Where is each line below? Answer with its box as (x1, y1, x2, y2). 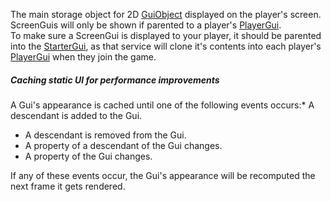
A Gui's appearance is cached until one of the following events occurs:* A (10, 99, 315, 111)
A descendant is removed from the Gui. (24, 129, 187, 141)
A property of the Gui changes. (24, 150, 153, 162)
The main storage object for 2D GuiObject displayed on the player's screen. (10, 9, 322, 20)
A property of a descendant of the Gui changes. (24, 139, 223, 151)
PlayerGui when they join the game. (10, 51, 157, 63)
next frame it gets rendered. (10, 180, 126, 192)
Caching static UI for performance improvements (10, 74, 220, 86)
